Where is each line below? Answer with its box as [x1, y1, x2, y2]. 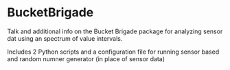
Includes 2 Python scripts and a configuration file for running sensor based [7, 48, 220, 56]
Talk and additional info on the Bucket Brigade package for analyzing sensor [7, 27, 223, 35]
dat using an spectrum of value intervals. [7, 34, 123, 42]
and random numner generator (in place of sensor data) [7, 54, 165, 63]
